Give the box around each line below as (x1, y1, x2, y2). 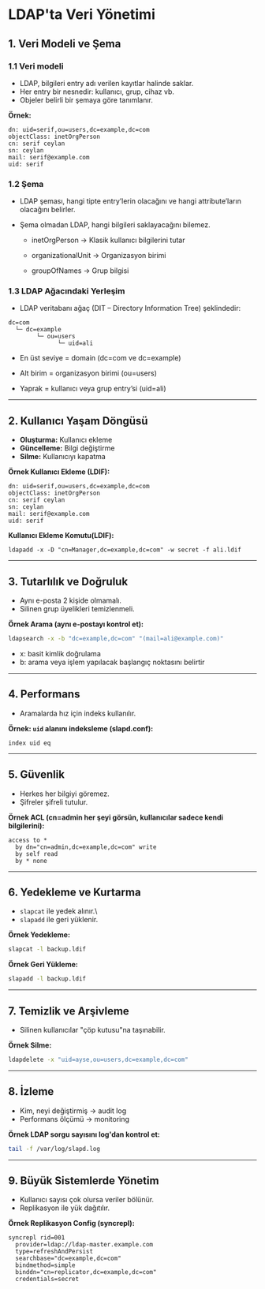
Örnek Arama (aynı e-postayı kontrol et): (8, 619, 144, 629)
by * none (15, 857, 47, 865)
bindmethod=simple (15, 1261, 77, 1269)
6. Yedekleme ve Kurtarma (8, 885, 141, 899)
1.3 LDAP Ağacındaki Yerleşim (8, 286, 125, 297)
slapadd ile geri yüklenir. (19, 915, 99, 925)
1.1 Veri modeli (8, 61, 64, 72)
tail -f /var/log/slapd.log (8, 1145, 101, 1153)
